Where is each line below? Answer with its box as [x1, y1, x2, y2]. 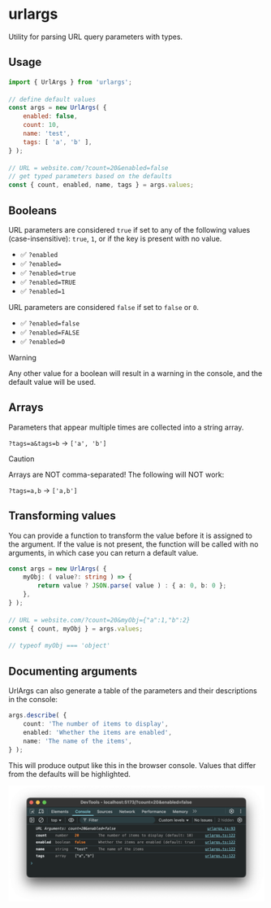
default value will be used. [8, 377, 97, 386]
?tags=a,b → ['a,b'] [8, 485, 78, 495]
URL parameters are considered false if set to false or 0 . [8, 302, 200, 312]
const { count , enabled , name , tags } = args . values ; [8, 181, 195, 190]
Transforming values [8, 509, 116, 523]
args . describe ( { [8, 711, 67, 720]
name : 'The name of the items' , [23, 737, 132, 745]
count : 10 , [23, 121, 60, 129]
